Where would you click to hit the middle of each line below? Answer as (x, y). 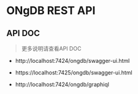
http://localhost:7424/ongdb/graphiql (62, 84)
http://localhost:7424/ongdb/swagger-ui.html (72, 61)
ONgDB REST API (51, 11)
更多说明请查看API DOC (51, 49)
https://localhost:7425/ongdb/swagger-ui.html (74, 73)
